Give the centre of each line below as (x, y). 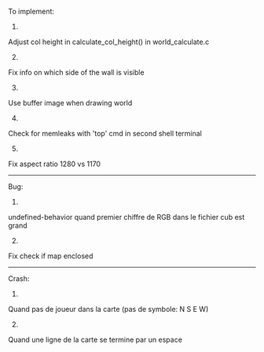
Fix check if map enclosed (51, 256)
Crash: (19, 278)
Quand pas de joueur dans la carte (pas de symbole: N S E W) (108, 309)
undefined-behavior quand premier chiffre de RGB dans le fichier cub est (126, 217)
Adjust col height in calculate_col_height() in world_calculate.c (109, 42)
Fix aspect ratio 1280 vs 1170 (54, 164)
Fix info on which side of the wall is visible (76, 72)
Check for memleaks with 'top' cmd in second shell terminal (105, 133)
